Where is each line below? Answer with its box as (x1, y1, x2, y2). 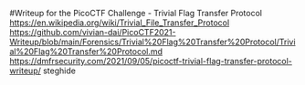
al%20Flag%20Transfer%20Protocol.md (9, 46, 163, 57)
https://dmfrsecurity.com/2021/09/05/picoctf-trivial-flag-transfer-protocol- (9, 56, 292, 66)
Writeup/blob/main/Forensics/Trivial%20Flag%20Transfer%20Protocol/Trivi (9, 36, 296, 47)
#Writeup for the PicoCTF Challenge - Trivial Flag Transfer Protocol (9, 8, 263, 18)
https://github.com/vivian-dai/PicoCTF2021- (9, 27, 176, 37)
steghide (42, 65, 76, 76)
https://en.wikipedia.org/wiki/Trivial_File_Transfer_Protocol (9, 17, 230, 28)
